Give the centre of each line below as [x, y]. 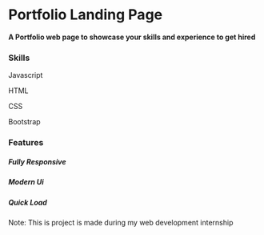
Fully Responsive [37, 161]
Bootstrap [25, 122]
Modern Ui [26, 182]
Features [26, 143]
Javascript [26, 75]
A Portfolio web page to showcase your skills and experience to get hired [132, 37]
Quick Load [28, 202]
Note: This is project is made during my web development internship [121, 222]
